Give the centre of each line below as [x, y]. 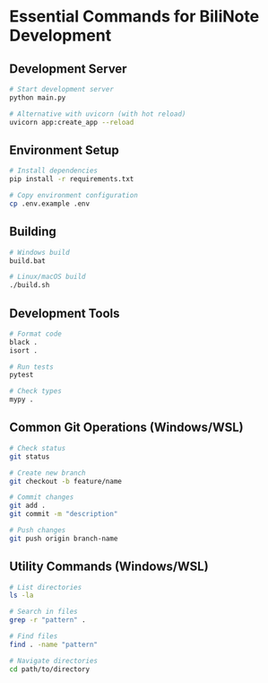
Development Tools [65, 313]
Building [33, 232]
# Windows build [39, 252]
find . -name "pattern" [54, 644]
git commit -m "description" [64, 514]
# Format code [36, 334]
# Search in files [43, 612]
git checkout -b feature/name [66, 481]
